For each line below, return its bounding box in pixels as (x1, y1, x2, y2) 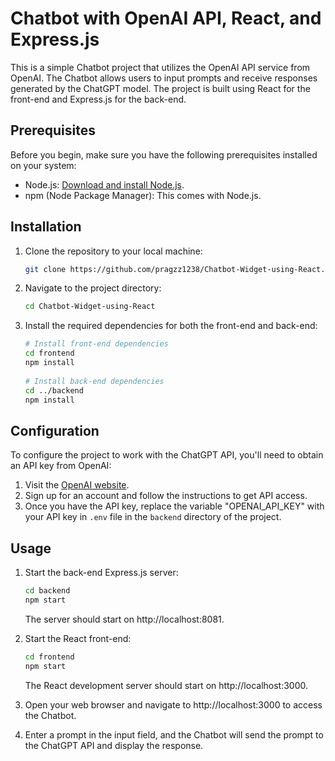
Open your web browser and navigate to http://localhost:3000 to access (24, 698, 323, 711)
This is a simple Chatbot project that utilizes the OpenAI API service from (10, 61, 311, 73)
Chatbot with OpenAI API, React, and (10, 7, 322, 30)
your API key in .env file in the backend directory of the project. (24, 511, 282, 523)
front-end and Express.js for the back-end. (10, 93, 187, 105)
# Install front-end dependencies (24, 339, 169, 349)
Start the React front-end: (24, 632, 132, 644)
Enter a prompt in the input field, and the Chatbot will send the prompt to (24, 728, 324, 741)
